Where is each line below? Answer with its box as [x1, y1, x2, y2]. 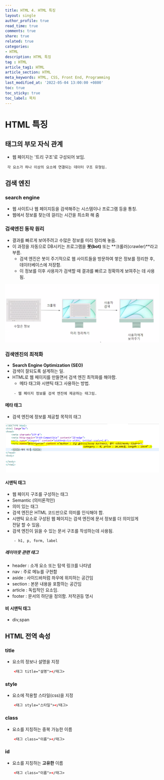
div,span [12, 616, 30, 622]
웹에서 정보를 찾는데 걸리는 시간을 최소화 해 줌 [12, 212, 100, 218]
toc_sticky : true [5, 91, 41, 96]
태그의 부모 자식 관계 [5, 140, 63, 148]
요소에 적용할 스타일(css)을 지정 [12, 692, 74, 698]
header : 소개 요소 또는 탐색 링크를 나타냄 [12, 562, 92, 568]
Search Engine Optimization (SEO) [12, 363, 83, 368]
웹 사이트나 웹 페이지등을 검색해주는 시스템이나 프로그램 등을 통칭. [12, 206, 138, 212]
